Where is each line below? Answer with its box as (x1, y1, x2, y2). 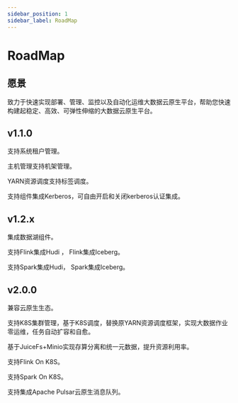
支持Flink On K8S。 (7, 357, 64, 365)
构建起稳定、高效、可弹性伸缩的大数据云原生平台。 (7, 106, 157, 115)
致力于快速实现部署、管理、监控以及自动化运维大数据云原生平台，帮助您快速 (7, 97, 231, 106)
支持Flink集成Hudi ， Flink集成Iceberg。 (7, 248, 124, 256)
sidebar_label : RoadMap (7, 17, 78, 24)
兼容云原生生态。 (7, 303, 57, 312)
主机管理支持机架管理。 (7, 162, 76, 171)
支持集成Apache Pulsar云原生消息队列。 (7, 387, 125, 396)
